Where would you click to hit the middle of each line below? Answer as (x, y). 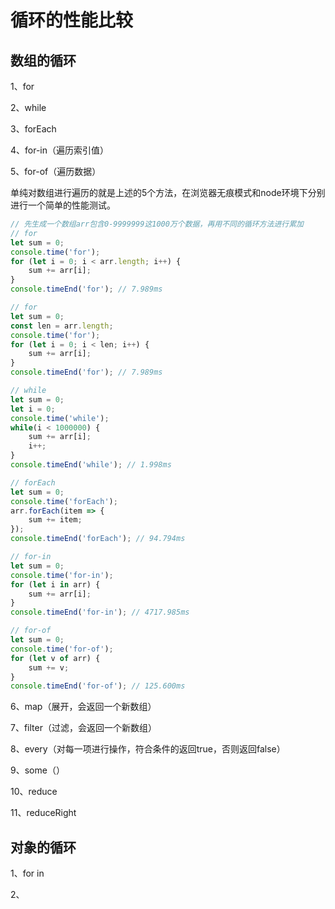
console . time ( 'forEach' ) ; (64, 501)
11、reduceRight (43, 813)
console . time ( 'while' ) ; (60, 418)
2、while (28, 107)
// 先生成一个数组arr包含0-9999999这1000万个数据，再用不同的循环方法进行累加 (157, 224)
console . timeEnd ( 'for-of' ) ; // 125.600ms (98, 686)
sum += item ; (55, 520)
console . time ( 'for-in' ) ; (62, 575)
